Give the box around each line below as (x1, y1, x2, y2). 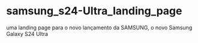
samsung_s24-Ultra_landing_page (6, 4, 182, 18)
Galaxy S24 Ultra (6, 30, 49, 37)
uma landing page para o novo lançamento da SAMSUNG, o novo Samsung (6, 24, 193, 31)
